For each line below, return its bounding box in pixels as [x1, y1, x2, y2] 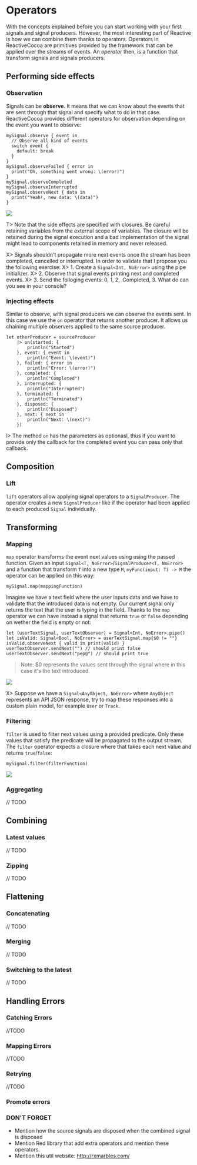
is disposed [14, 1133, 43, 1140]
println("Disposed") [27, 406, 78, 412]
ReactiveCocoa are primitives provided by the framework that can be [6, 42, 173, 49]
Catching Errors [6, 1014, 52, 1022]
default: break [16, 148, 54, 154]
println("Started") [27, 344, 75, 350]
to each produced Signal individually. [6, 505, 97, 512]
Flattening [6, 892, 44, 902]
